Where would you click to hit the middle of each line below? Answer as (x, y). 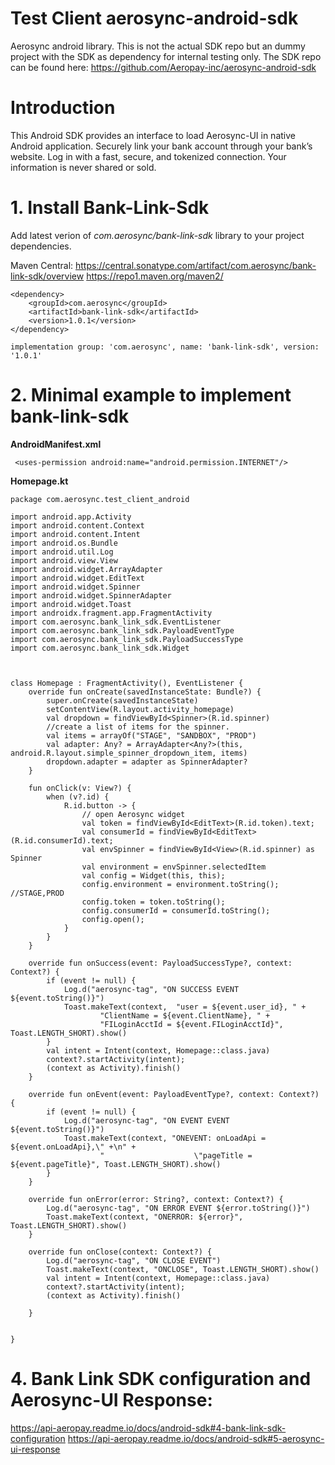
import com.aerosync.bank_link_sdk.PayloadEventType (122, 630)
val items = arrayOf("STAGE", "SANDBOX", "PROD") (151, 735)
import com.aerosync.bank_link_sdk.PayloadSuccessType (127, 639)
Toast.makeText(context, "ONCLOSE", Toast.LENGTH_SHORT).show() (183, 1269)
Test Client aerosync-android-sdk (154, 18)
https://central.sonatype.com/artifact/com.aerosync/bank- (196, 265)
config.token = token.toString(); (153, 902)
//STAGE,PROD (37, 893)
